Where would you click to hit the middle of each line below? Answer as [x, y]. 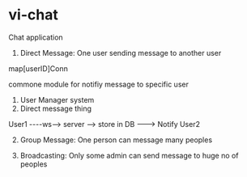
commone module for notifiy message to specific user [98, 84]
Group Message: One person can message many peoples [116, 140]
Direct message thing [55, 108]
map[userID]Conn [38, 68]
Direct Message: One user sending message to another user [121, 53]
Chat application [36, 37]
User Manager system [57, 99]
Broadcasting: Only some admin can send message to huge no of [129, 155]
